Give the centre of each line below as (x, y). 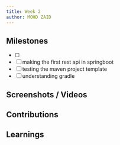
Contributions (32, 115)
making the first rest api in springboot (68, 62)
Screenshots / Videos (47, 95)
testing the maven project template (65, 69)
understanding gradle (48, 76)
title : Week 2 (24, 11)
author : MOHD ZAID (29, 17)
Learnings (25, 135)
